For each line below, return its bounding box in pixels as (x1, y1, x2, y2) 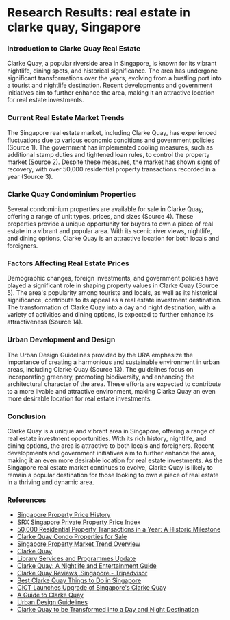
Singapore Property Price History (16, 511, 111, 519)
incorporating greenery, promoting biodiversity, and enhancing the (7, 372, 195, 381)
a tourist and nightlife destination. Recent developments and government (7, 81, 212, 90)
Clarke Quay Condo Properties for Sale (16, 533, 127, 541)
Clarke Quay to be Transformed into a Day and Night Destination (16, 606, 199, 614)
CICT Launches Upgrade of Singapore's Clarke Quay (16, 584, 166, 592)
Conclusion (7, 412, 47, 421)
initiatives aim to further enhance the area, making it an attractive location (7, 88, 215, 97)
